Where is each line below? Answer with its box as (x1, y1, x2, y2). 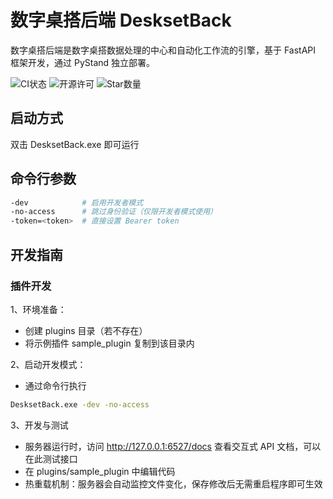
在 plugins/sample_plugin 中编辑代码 (24, 465, 176, 477)
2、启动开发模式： (10, 358, 87, 370)
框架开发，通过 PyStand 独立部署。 (10, 56, 156, 68)
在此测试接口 (24, 452, 78, 465)
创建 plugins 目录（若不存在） (24, 324, 148, 336)
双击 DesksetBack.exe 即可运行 (10, 138, 140, 150)
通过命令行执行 (24, 379, 87, 391)
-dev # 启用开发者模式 (10, 197, 144, 208)
